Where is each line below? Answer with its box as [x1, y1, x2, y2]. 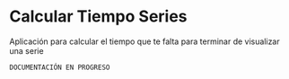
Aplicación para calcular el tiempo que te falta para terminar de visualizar [9, 36, 280, 47]
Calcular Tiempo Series [9, 6, 188, 27]
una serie [9, 45, 44, 56]
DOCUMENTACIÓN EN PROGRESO [9, 63, 110, 72]
